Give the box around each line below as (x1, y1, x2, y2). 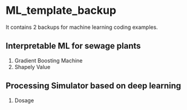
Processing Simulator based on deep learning (5, 81, 182, 91)
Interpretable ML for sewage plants (5, 41, 141, 51)
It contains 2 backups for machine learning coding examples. (5, 23, 158, 31)
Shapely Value (14, 63, 51, 70)
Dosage (14, 97, 34, 104)
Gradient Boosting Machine (14, 57, 83, 64)
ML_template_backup (5, 4, 116, 17)
